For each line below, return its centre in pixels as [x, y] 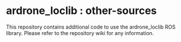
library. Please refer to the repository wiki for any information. [80, 33]
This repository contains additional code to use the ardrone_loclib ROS [91, 27]
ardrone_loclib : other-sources [81, 11]
